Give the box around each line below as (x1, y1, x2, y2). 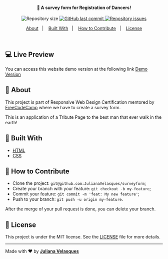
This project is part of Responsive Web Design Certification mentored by (5, 99, 154, 105)
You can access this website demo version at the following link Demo (5, 66, 148, 72)
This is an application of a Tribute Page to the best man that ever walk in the (5, 114, 162, 120)
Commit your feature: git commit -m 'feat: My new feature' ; (12, 191, 140, 197)
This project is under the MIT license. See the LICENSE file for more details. (5, 234, 161, 240)
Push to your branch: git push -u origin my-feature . (12, 196, 123, 202)
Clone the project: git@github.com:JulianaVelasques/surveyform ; (12, 180, 146, 186)
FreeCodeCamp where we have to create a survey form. (5, 104, 121, 110)
